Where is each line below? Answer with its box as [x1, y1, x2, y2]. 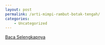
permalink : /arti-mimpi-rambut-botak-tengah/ [5, 12, 100, 17]
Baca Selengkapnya [5, 34, 46, 40]
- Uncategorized [14, 21, 48, 26]
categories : [5, 16, 30, 21]
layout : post [5, 7, 32, 12]
